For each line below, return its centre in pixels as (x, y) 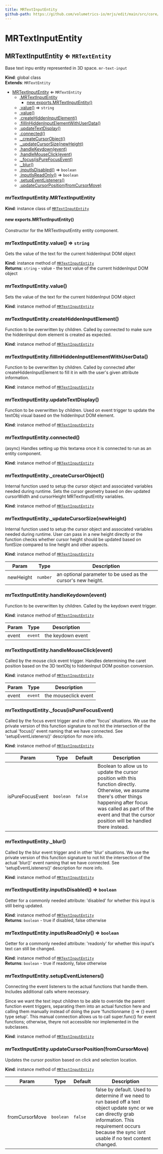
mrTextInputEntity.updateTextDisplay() (52, 400)
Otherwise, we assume (123, 790)
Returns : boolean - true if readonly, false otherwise (56, 963)
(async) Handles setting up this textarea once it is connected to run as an (78, 448)
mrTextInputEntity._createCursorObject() (55, 475)
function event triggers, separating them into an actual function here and (78, 1006)
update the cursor (118, 772)
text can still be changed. (30, 949)
